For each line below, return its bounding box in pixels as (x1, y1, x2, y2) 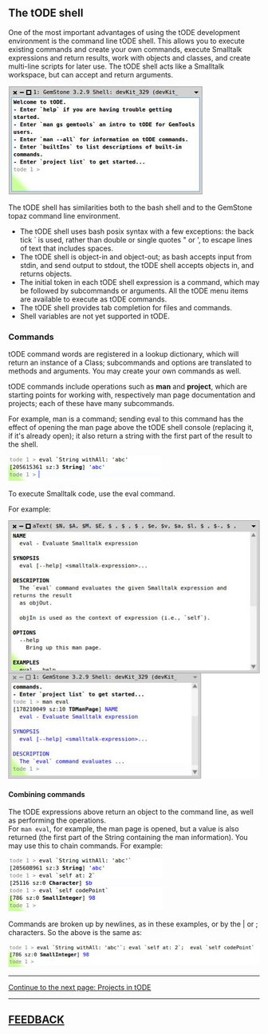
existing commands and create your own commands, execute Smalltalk (8, 44, 242, 54)
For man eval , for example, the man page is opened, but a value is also (8, 824, 239, 834)
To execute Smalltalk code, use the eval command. (8, 489, 175, 499)
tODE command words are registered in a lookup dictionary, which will (8, 349, 239, 359)
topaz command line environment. (8, 211, 121, 220)
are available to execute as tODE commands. (19, 294, 167, 304)
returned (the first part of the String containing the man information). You (8, 833, 249, 843)
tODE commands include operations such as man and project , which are (8, 382, 247, 392)
